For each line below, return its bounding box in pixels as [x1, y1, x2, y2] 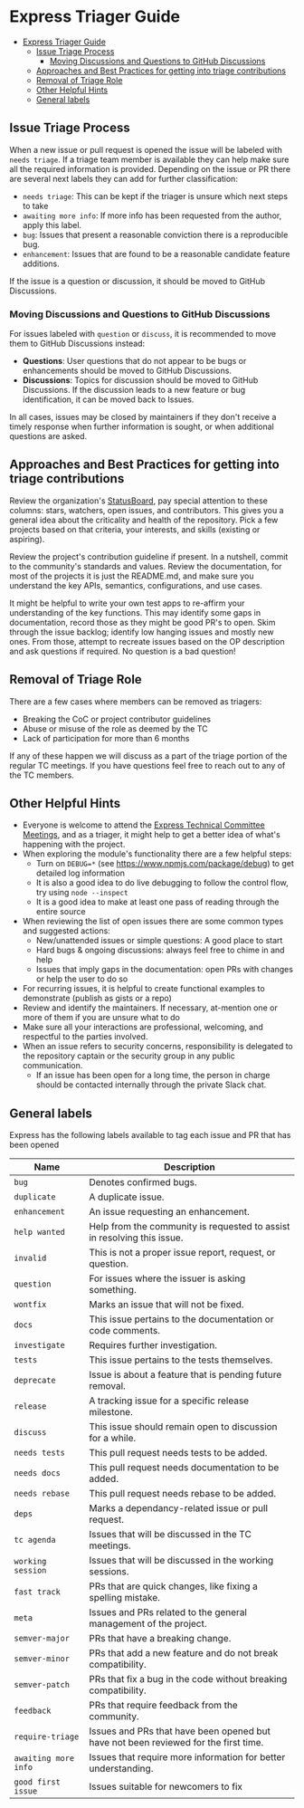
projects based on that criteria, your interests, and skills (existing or [9, 523, 261, 535]
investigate [14, 1340, 66, 1351]
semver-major [14, 1633, 71, 1644]
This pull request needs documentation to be [89, 1461, 280, 1474]
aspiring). [9, 533, 45, 544]
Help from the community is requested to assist [89, 1220, 290, 1233]
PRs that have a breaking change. [89, 1632, 232, 1645]
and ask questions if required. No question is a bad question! [9, 646, 237, 656]
